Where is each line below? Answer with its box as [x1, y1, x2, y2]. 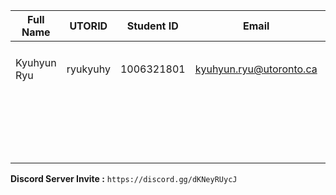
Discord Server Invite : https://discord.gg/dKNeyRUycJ [10, 173, 238, 184]
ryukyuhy [66, 62, 111, 76]
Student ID [126, 19, 179, 33]
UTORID [69, 19, 108, 33]
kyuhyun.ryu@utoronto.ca [194, 62, 318, 76]
